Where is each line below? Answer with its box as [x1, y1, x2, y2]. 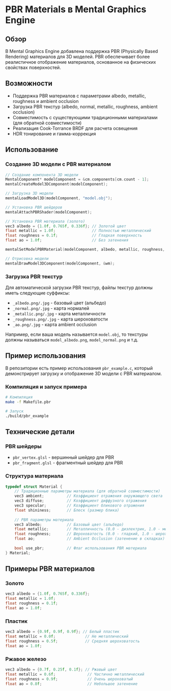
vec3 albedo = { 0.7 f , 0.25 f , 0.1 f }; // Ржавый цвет [5, 667, 117, 672]
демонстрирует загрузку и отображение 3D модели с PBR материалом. [5, 370, 162, 377]
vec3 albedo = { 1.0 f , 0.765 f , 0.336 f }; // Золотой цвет [5, 223, 126, 229]
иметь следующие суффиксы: [5, 289, 70, 296]
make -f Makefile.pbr [5, 399, 51, 405]
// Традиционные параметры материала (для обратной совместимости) [14, 489, 160, 494]
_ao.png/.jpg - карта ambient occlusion [12, 321, 97, 327]
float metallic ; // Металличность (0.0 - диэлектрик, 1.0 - [14, 526, 160, 532]
